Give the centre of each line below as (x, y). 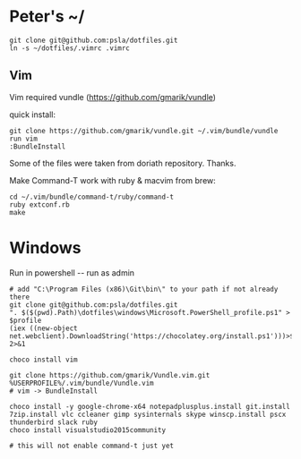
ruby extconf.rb (39, 204)
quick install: (33, 115)
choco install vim (43, 360)
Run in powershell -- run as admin (72, 272)
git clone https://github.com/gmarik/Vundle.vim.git (110, 375)
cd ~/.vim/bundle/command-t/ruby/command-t (92, 197)
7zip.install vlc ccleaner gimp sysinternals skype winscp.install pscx (148, 414)
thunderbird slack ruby (54, 422)
